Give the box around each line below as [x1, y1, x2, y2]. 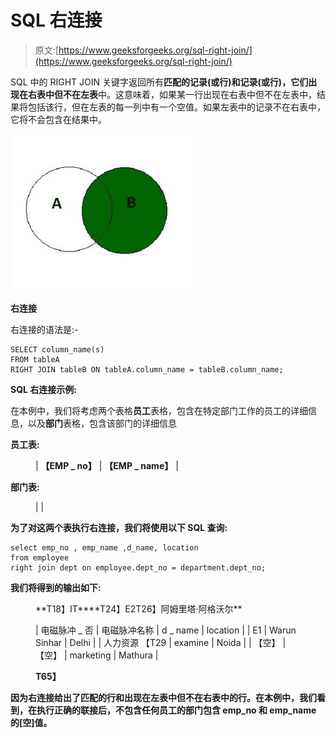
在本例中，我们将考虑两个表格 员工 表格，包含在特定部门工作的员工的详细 [10, 404, 308, 416]
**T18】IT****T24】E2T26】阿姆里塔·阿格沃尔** [35, 602, 243, 615]
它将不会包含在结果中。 [10, 113, 107, 125]
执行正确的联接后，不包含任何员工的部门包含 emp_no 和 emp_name [36, 704, 317, 716]
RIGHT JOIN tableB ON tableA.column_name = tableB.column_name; [10, 364, 284, 375]
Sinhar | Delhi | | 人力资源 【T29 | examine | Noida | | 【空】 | [35, 636, 287, 648]
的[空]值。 [10, 716, 53, 728]
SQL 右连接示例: [10, 383, 77, 395]
